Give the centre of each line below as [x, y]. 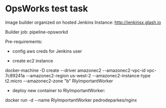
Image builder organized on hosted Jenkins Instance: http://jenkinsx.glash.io [83, 22]
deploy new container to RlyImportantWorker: [59, 90]
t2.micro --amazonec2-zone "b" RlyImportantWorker [59, 81]
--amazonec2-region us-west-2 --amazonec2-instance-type [88, 75]
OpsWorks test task [47, 9]
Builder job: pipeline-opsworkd [37, 32]
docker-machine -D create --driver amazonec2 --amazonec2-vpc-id [76, 70]
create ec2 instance [33, 60]
